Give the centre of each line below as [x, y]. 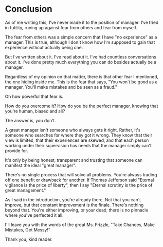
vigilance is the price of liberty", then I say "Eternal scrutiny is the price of [79, 185]
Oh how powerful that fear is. [34, 96]
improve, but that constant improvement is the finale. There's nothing [74, 205]
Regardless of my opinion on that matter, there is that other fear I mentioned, [82, 76]
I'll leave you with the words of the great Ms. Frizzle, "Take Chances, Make [80, 225]
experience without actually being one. [44, 47]
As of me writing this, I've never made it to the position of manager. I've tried [82, 22]
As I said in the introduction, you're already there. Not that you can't [73, 199]
